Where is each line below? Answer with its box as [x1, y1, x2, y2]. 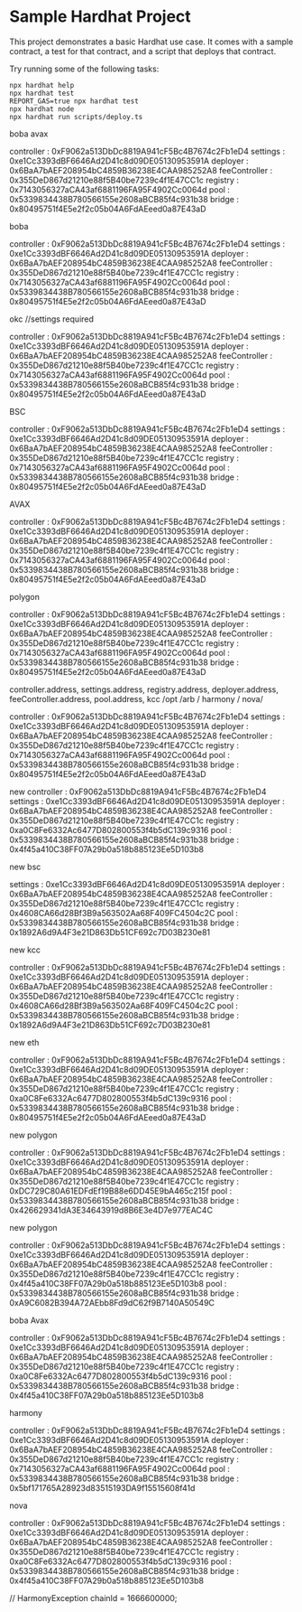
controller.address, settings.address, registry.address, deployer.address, [9, 684, 279, 695]
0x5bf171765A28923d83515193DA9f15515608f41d [9, 1482, 196, 1493]
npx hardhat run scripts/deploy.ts [9, 112, 143, 121]
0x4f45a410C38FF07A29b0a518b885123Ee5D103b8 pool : [9, 1278, 227, 1289]
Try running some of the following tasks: [9, 63, 160, 74]
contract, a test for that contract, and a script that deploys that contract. [9, 45, 277, 56]
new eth [9, 1036, 40, 1047]
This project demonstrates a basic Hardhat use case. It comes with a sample [9, 36, 294, 47]
